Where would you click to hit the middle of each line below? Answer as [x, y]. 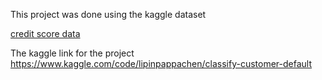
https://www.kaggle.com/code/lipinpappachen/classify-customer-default [161, 63]
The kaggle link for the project [72, 53]
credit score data [45, 33]
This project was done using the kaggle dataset [108, 14]
